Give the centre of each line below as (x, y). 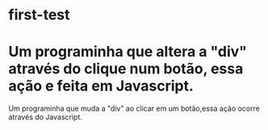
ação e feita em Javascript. (101, 86)
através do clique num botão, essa (126, 69)
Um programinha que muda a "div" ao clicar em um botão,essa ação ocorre (134, 109)
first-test (39, 15)
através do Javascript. (46, 117)
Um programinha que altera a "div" (128, 52)
